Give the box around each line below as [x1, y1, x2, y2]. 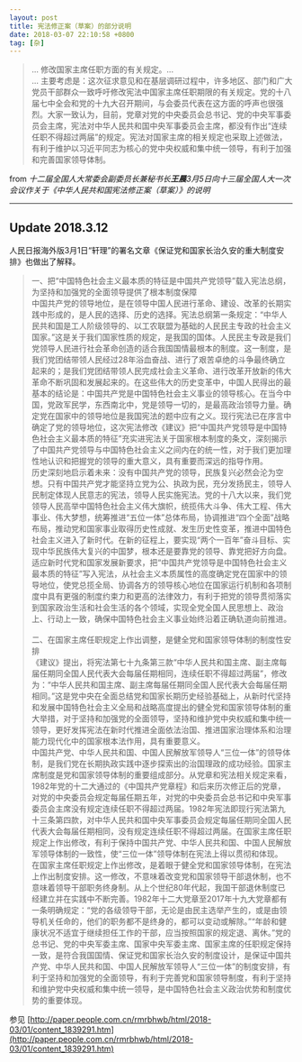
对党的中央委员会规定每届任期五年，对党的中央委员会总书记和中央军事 [31, 792, 292, 803]
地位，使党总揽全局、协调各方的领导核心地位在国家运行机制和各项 [39, 580, 284, 591]
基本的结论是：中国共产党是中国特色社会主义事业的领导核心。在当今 [31, 389, 284, 399]
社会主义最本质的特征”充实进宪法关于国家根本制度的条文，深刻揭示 [39, 434, 288, 444]
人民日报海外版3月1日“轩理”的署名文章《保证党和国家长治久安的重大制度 [9, 245, 277, 256]
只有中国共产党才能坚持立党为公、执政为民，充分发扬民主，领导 [47, 479, 284, 490]
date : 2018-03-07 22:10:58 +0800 [9, 30, 135, 39]
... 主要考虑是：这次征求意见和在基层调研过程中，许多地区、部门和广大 [31, 76, 293, 87]
